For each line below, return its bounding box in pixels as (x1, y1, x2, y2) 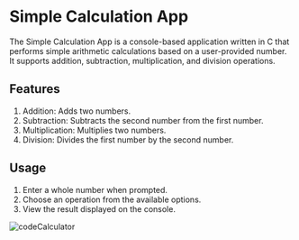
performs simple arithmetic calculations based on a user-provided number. (9, 45, 287, 56)
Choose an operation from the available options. (22, 194, 202, 205)
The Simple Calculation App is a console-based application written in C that (9, 36, 290, 47)
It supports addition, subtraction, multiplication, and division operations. (9, 55, 276, 66)
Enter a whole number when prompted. (22, 184, 168, 195)
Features (9, 81, 60, 97)
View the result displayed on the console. (22, 203, 176, 214)
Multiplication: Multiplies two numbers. (22, 125, 167, 135)
